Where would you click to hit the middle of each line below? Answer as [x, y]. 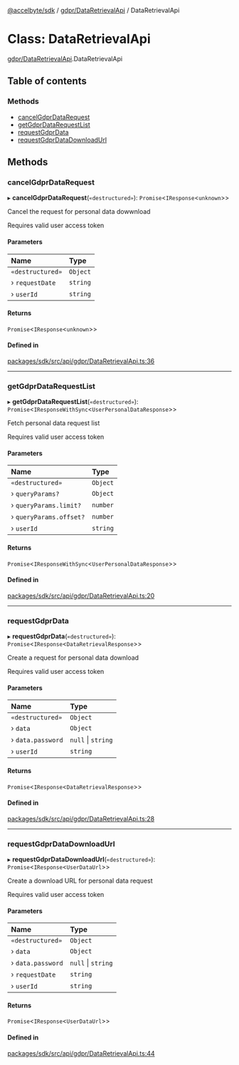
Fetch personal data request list [54, 423]
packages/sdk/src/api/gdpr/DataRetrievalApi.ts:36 [81, 361]
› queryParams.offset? [48, 517]
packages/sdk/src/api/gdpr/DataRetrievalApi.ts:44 [81, 1053]
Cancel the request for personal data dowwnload [79, 212]
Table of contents [47, 81]
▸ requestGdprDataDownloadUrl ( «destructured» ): [81, 859]
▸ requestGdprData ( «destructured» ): [62, 636]
